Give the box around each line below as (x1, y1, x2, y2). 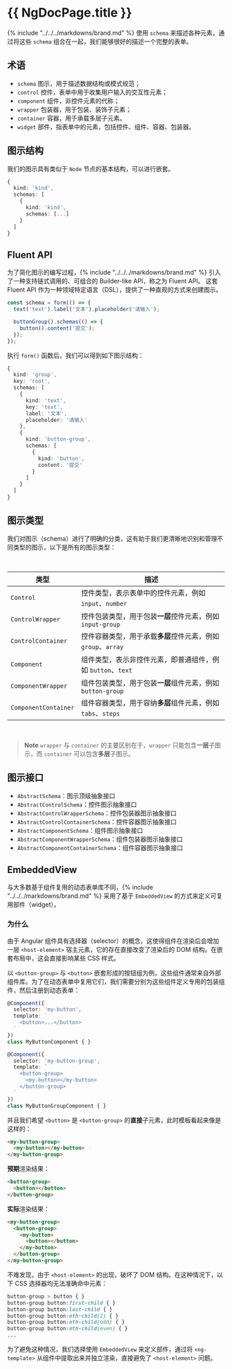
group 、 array (81, 642, 124, 651)
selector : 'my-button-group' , (13, 1057, 100, 1064)
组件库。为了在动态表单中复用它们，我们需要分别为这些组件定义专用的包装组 (7, 977, 225, 985)
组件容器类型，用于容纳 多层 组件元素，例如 (81, 698, 220, 707)
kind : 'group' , (13, 371, 57, 378)
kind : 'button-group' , (25, 436, 91, 443)
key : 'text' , (25, 403, 64, 410)
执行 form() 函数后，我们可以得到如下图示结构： (7, 351, 144, 360)
